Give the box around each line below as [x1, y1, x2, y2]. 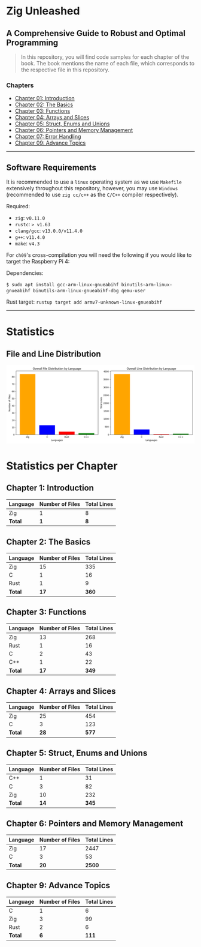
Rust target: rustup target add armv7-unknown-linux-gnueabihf [6, 298, 163, 305]
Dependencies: [6, 269, 44, 277]
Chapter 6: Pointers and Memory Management [6, 818, 184, 829]
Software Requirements [6, 162, 97, 172]
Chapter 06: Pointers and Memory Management [14, 127, 133, 134]
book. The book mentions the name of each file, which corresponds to [20, 60, 195, 67]
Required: [6, 203, 31, 210]
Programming [6, 37, 59, 47]
